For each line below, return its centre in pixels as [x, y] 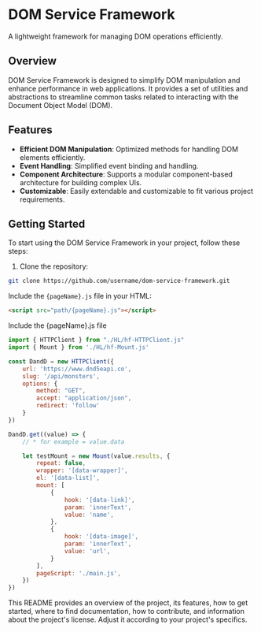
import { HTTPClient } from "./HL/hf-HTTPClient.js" [96, 340]
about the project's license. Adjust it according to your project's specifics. [128, 619]
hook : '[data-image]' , [101, 537]
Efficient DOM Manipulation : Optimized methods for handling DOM [129, 149]
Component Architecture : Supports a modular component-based [126, 174]
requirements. [42, 199]
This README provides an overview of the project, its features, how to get [128, 603]
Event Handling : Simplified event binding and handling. [109, 165]
